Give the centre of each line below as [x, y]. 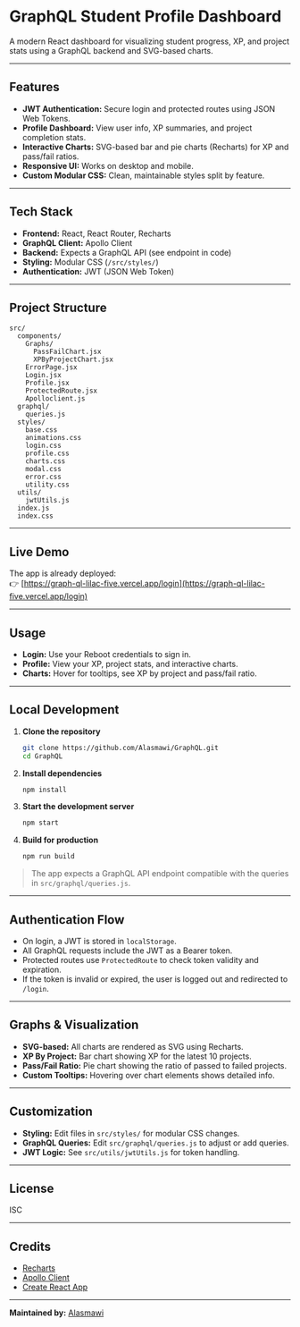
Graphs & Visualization [74, 1025]
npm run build [48, 857]
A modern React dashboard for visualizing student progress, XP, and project [150, 41]
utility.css [47, 485]
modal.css [44, 469]
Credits [30, 1246]
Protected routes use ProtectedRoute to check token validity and [140, 960]
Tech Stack [41, 212]
